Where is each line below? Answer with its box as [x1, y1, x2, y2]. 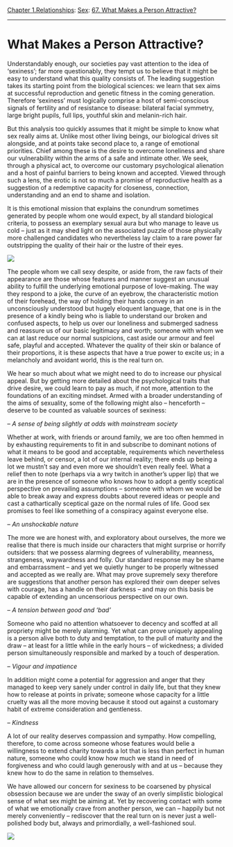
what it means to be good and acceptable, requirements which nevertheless [7, 447, 225, 456]
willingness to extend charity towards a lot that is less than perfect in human [7, 746, 225, 755]
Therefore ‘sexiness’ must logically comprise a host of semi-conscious [7, 96, 209, 105]
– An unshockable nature [7, 520, 79, 528]
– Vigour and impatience [7, 662, 78, 670]
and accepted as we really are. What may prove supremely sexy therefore [7, 570, 218, 578]
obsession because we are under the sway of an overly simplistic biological [7, 789, 223, 798]
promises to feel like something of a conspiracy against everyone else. [7, 506, 209, 515]
